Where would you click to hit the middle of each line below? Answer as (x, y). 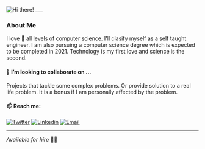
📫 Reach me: (24, 106)
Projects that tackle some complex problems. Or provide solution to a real (99, 85)
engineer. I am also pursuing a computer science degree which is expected (101, 45)
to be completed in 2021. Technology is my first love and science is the (95, 52)
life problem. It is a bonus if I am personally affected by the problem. (92, 92)
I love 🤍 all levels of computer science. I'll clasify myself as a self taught (96, 38)
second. (16, 58)
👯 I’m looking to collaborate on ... (49, 72)
